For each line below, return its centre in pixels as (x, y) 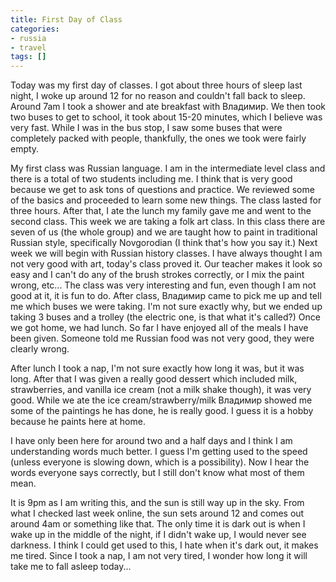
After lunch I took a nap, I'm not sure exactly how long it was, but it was (157, 368)
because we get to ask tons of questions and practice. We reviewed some (162, 190)
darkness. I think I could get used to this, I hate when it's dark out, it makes (164, 545)
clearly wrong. (40, 349)
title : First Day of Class (66, 19)
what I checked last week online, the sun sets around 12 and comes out (157, 513)
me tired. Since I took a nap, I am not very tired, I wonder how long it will (159, 556)
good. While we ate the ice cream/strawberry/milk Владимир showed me (161, 400)
